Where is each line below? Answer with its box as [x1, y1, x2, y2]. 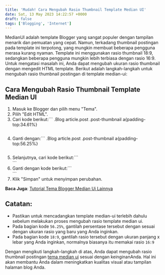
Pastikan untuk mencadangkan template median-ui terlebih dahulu [12, 213, 147, 219]
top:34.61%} [12, 122, 38, 128]
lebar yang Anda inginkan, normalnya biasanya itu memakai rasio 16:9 [12, 239, 155, 245]
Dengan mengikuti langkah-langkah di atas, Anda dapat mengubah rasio [5, 248, 152, 254]
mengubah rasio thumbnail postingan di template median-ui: [5, 71, 128, 77]
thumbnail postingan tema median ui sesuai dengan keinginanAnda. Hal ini [5, 254, 156, 260]
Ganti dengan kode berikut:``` [12, 165, 72, 171]
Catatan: [5, 200, 33, 208]
